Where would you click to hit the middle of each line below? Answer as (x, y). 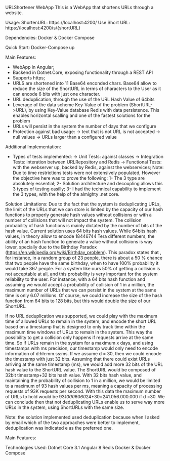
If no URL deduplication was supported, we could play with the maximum (81, 316)
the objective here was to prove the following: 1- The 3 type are (79, 178)
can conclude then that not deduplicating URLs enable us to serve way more (85, 402)
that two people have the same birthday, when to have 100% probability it (82, 263)
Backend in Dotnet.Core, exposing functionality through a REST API (83, 72)
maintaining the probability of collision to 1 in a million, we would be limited (83, 381)
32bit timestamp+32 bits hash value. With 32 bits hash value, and (73, 375)
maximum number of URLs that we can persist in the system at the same (81, 290)
